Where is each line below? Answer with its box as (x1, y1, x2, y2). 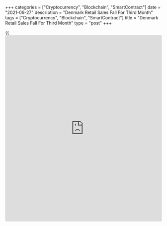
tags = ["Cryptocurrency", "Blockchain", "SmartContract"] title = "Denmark (5, 15, 159, 20)
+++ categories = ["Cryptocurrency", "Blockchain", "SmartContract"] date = (5, 4, 161, 10)
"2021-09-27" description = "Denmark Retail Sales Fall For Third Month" (5, 9, 153, 15)
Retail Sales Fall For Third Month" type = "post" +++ (5, 20, 112, 26)
